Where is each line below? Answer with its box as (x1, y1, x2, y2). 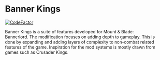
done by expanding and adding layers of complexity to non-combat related (5, 39, 154, 45)
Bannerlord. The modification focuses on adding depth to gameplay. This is (5, 34, 155, 40)
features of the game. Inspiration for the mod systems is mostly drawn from (5, 44, 156, 50)
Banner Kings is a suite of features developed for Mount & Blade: (5, 29, 134, 34)
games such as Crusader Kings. (5, 49, 69, 55)
